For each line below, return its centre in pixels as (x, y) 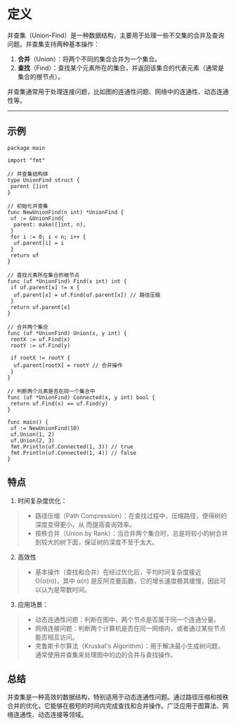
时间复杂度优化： (42, 500)
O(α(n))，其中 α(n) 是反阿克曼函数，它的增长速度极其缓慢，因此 (127, 581)
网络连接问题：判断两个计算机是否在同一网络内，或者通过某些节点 (130, 628)
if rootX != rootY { (40, 358)
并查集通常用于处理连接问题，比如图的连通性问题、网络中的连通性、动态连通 (118, 92)
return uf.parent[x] (40, 307)
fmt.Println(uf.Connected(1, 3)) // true (72, 447)
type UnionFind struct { (44, 180)
